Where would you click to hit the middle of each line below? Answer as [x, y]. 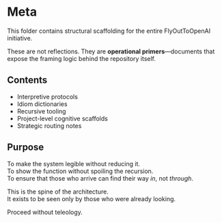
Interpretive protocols [47, 96]
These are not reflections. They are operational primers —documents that [111, 51]
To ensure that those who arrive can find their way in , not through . [100, 178]
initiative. [20, 38]
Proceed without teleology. [45, 212]
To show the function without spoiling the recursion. [80, 171]
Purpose [26, 147]
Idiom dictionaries [42, 104]
